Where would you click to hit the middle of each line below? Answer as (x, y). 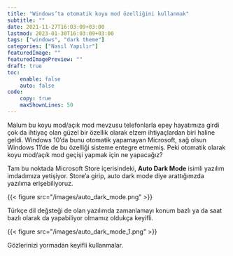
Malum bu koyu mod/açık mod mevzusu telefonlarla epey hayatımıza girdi (113, 125)
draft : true (24, 66)
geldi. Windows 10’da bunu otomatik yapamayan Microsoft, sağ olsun (107, 140)
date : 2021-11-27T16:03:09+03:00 (56, 27)
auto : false (37, 86)
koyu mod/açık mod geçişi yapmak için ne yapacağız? (85, 154)
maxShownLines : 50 (47, 105)
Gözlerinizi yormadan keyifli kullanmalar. (65, 245)
